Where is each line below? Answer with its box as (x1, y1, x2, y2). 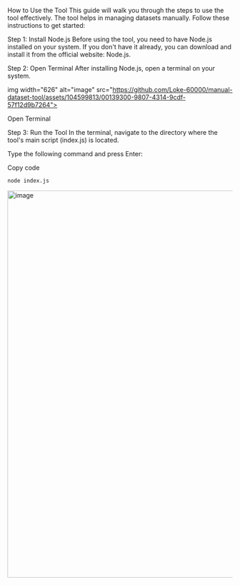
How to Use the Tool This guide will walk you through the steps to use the (7, 6, 224, 14)
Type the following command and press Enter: (7, 150, 143, 158)
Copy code (7, 163, 40, 172)
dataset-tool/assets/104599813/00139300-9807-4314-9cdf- (7, 93, 186, 101)
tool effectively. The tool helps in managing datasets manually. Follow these (7, 14, 230, 22)
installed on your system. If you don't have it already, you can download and (7, 43, 232, 51)
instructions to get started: (7, 21, 86, 29)
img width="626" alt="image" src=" (7, 86, 113, 93)
